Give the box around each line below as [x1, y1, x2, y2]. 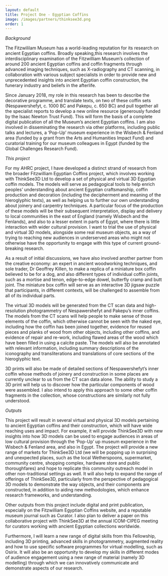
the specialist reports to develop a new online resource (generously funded [5, 108, 160, 114]
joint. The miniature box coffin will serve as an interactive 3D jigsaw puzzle [5, 282, 159, 288]
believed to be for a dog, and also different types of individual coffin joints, [5, 271, 159, 277]
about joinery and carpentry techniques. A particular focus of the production [5, 202, 163, 209]
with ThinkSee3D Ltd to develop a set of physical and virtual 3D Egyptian [5, 176, 156, 182]
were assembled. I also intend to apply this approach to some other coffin [5, 387, 157, 393]
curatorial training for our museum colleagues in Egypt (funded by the [5, 140, 149, 147]
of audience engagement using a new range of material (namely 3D [5, 554, 145, 560]
